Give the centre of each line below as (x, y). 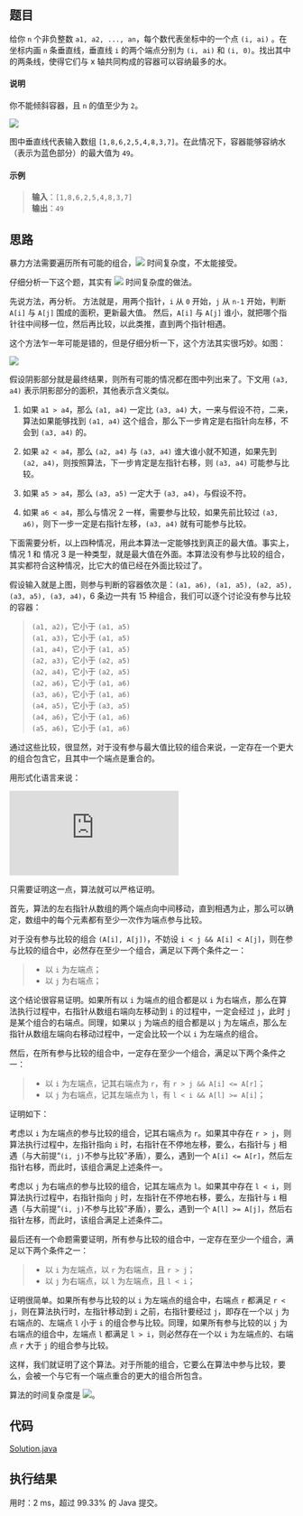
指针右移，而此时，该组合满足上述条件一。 (88, 1167)
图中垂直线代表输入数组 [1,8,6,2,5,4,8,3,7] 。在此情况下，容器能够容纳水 (147, 142)
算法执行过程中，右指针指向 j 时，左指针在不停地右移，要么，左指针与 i (143, 1197)
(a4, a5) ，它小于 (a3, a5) (81, 705)
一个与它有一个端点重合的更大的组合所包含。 (124, 1376)
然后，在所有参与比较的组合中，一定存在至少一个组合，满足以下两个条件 (143, 1053)
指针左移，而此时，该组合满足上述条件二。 (88, 1220)
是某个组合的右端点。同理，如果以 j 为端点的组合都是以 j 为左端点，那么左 (148, 1023)
